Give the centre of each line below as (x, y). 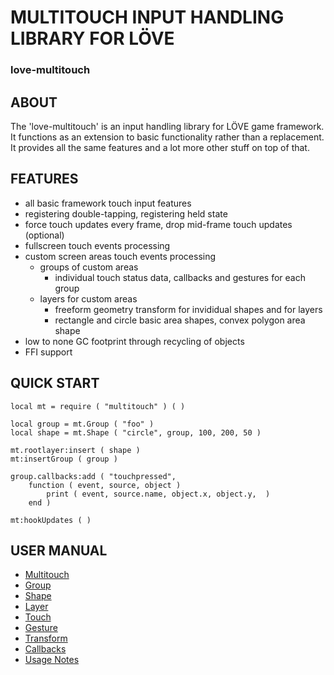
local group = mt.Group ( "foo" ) (82, 424)
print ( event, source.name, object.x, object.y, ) (158, 494)
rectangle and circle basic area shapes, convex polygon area (180, 320)
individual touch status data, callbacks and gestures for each (180, 277)
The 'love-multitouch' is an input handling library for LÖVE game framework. (167, 126)
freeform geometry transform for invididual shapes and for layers (188, 309)
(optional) (44, 235)
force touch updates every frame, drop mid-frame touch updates (158, 224)
